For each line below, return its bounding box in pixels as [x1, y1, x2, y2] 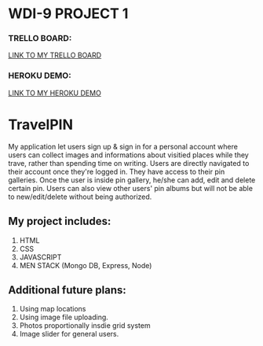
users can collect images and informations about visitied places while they [8, 150, 249, 160]
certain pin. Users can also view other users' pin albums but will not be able [8, 183, 254, 193]
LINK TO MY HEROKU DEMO [8, 88, 102, 98]
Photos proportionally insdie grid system [19, 321, 151, 330]
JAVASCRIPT [19, 252, 62, 262]
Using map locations [19, 304, 86, 314]
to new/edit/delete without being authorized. [8, 192, 152, 201]
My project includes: [8, 215, 111, 228]
